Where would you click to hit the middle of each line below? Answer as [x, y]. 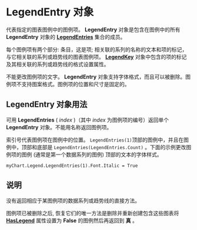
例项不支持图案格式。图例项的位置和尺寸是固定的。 [68, 84]
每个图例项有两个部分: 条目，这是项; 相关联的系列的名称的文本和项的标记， [97, 49]
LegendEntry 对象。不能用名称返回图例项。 [59, 127]
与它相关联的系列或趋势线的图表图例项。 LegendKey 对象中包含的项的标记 [96, 57]
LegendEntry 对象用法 [47, 105]
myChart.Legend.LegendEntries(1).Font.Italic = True [72, 166]
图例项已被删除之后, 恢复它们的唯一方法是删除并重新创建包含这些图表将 [93, 213]
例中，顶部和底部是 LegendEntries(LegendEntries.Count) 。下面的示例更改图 [99, 147]
